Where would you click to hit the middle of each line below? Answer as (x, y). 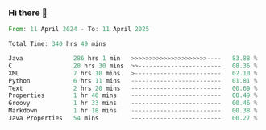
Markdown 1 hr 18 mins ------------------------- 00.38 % (133, 111)
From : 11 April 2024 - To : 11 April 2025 (79, 30)
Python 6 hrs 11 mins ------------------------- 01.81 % (133, 81)
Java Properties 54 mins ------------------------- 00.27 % (133, 118)
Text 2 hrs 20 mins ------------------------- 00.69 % (133, 88)
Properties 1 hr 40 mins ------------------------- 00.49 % (133, 95)
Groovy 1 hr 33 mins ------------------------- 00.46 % (133, 104)
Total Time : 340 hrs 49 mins (57, 44)
